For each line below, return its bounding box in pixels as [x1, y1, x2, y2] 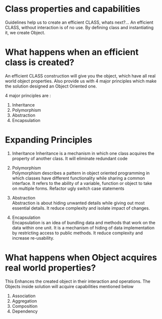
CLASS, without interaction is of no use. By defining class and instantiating [5, 24, 154, 30]
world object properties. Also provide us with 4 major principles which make [5, 78, 157, 84]
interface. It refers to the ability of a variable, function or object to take [12, 180, 152, 186]
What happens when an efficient [5, 47, 139, 58]
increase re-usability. [12, 235, 55, 241]
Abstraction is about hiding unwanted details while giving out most [12, 200, 145, 206]
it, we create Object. [5, 30, 45, 35]
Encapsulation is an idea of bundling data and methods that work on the [12, 219, 156, 226]
